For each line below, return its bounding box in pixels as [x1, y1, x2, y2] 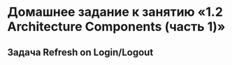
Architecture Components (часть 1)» [7, 19, 226, 35]
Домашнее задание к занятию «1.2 [7, 4, 224, 20]
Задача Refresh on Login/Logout [7, 46, 154, 58]
